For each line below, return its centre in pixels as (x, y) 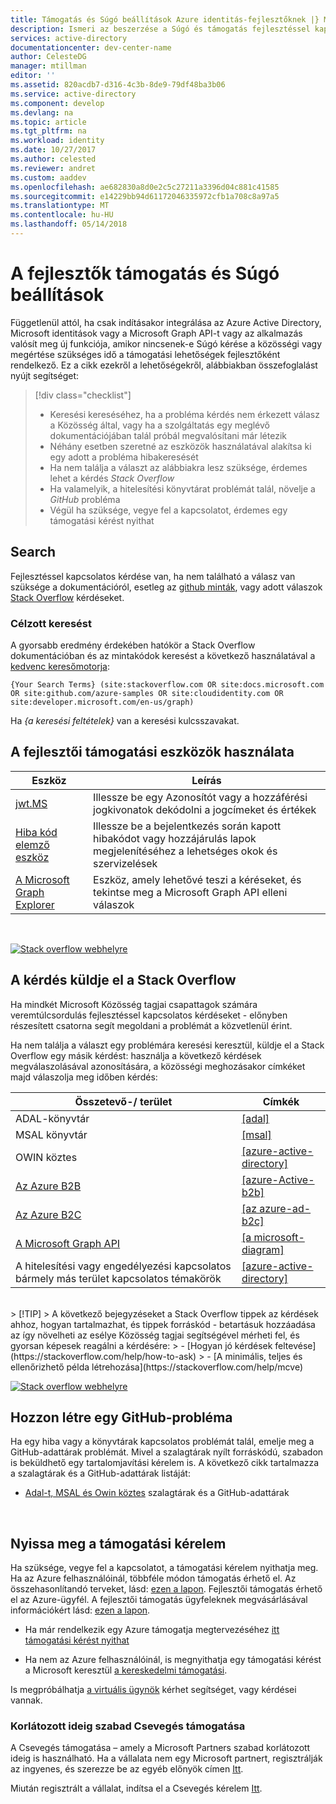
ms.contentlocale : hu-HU (62, 215)
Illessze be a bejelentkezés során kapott (187, 826)
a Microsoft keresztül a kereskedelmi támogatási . (126, 1670)
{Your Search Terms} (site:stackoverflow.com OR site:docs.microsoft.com (167, 684)
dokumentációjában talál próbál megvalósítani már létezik (168, 435)
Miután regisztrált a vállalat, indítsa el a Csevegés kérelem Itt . (136, 1788)
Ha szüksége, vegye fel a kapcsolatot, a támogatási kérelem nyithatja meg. (164, 1568)
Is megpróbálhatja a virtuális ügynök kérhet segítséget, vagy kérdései (153, 1690)
